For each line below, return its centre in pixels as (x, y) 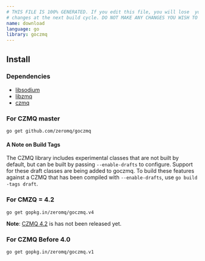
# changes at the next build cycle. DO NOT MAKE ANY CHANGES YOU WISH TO (102, 18)
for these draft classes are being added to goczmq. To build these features (100, 171)
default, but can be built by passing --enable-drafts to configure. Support (100, 164)
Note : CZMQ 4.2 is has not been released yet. (64, 223)
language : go (23, 29)
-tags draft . (22, 184)
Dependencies (28, 77)
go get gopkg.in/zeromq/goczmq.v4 (50, 212)
